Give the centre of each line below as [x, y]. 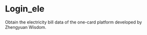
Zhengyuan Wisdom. [26, 27]
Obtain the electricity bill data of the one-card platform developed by [73, 22]
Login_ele [25, 9]
